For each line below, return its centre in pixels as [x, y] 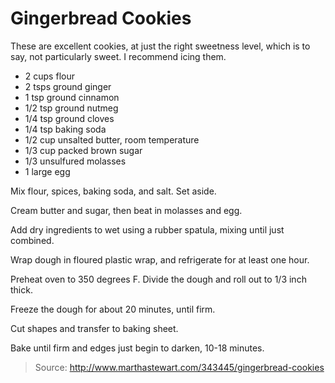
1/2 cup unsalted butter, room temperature [112, 139]
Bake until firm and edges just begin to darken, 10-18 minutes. [137, 348]
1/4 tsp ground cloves [69, 118]
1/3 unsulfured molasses [75, 161]
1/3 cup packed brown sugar [83, 150]
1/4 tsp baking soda [65, 129]
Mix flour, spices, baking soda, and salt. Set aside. [113, 191]
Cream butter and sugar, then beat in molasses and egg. [126, 210]
